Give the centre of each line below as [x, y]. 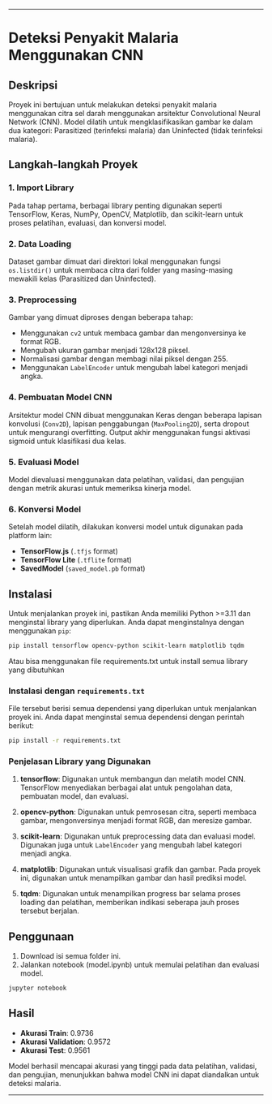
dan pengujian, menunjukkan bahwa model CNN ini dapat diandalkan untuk [134, 1074]
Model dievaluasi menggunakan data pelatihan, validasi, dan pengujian [126, 479]
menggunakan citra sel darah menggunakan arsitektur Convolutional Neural [134, 113]
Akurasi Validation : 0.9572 [66, 1041]
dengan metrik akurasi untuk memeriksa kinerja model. [100, 488]
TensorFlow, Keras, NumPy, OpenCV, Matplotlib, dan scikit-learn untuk [126, 214]
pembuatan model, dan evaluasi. [74, 796]
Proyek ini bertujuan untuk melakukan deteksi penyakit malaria [113, 105]
